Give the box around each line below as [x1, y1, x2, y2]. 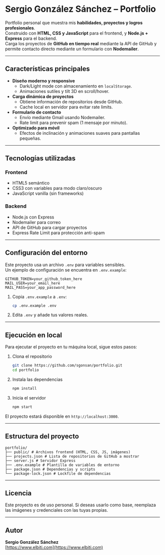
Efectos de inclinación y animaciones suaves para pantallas [19, 130, 140, 136]
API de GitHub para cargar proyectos [12, 224, 87, 230]
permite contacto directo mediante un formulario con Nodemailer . [5, 46, 139, 52]
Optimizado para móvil [12, 124, 60, 131]
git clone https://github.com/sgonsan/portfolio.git [12, 363, 123, 368]
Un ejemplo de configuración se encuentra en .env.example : [5, 267, 127, 273]
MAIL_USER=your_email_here [5, 280, 60, 286]
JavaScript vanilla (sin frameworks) [12, 190, 84, 196]
